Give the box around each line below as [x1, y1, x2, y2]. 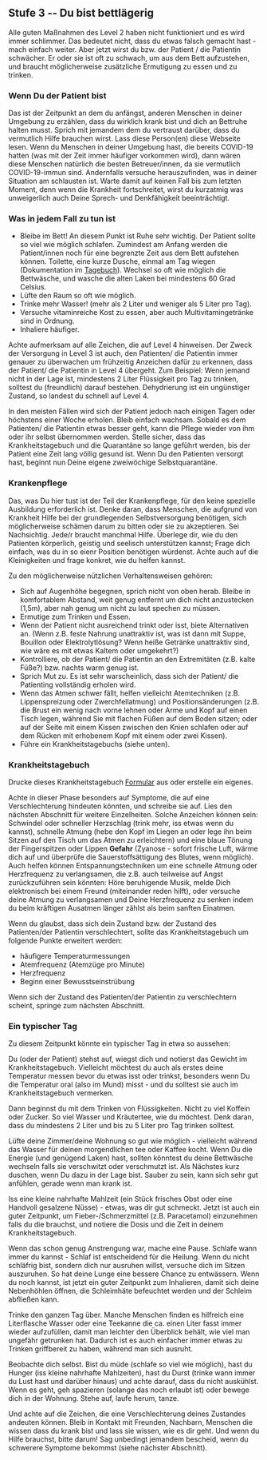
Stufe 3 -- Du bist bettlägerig [8, 6, 154, 20]
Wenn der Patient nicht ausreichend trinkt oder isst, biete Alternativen [19, 620, 249, 630]
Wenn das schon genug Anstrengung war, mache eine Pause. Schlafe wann [8, 1243, 257, 1254]
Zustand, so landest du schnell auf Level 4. [8, 391, 150, 401]
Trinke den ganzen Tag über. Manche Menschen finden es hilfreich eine [8, 1310, 245, 1320]
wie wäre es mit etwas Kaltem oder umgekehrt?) [19, 645, 179, 655]
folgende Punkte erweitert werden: [8, 935, 123, 945]
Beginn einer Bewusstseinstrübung [19, 977, 135, 986]
